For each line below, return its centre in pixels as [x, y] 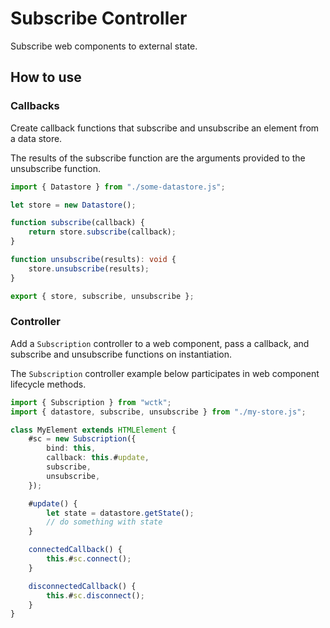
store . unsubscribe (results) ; [89, 268]
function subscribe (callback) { [77, 223]
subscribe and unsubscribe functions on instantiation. [121, 354]
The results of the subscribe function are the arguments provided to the [158, 158]
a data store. [36, 138]
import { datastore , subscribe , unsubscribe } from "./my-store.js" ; [158, 412]
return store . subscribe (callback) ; [102, 232]
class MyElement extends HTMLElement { [93, 430]
